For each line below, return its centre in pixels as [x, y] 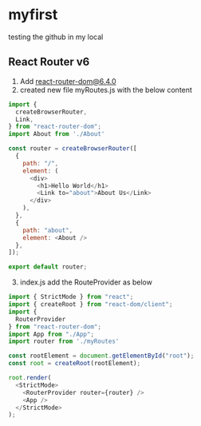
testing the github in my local [56, 37]
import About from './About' [57, 134]
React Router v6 [49, 62]
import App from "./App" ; [51, 334]
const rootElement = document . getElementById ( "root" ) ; [101, 356]
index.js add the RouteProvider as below [86, 282]
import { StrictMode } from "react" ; [71, 297]
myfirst [33, 15]
